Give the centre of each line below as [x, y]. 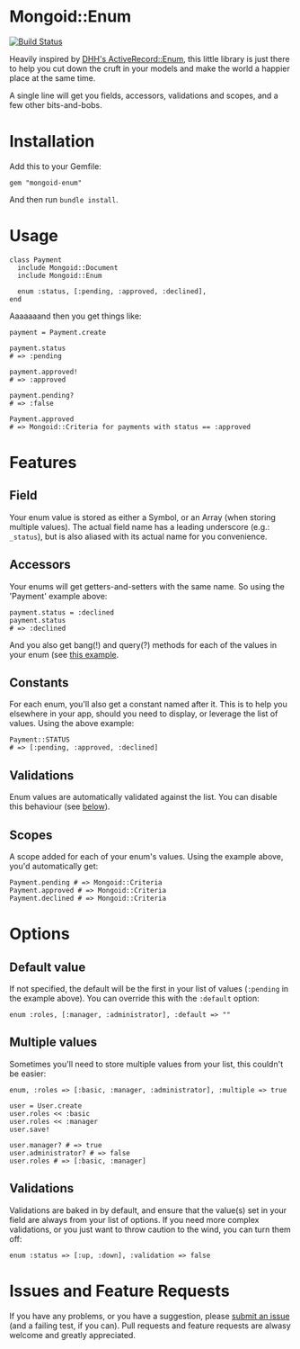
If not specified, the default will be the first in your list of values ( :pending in [149, 989]
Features [43, 463]
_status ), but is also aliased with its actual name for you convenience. [138, 536]
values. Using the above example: [72, 724]
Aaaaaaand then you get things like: [75, 316]
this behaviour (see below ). [60, 806]
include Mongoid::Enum [60, 275]
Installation [52, 142]
